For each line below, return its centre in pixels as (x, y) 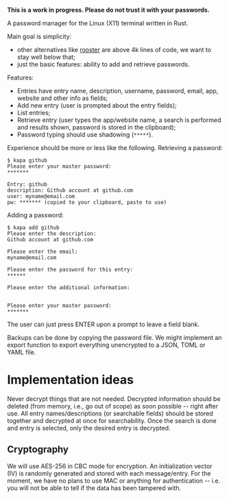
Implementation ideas (70, 380)
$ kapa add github (33, 228)
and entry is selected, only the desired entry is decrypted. (89, 428)
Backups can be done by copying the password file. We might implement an (114, 338)
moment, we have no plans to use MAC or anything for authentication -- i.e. (114, 480)
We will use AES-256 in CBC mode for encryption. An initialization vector (110, 466)
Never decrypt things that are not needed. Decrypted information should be (114, 399)
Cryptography (38, 449)
